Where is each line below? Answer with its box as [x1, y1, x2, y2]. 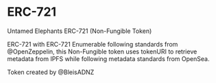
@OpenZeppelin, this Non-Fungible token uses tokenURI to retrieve [7, 47, 197, 56]
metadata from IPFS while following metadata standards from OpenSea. [7, 54, 210, 62]
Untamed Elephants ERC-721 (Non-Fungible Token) [7, 27, 152, 35]
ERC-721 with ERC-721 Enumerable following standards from [7, 40, 178, 48]
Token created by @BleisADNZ [7, 68, 95, 76]
